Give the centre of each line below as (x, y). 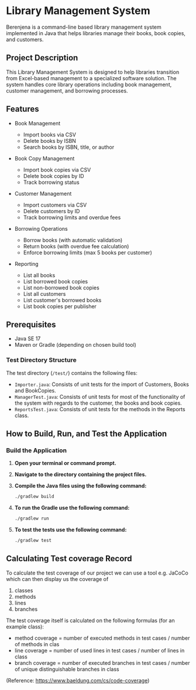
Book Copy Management (44, 158)
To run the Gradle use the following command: (72, 508)
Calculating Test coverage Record (69, 559)
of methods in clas (37, 644)
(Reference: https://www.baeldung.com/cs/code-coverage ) (78, 680)
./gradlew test (33, 541)
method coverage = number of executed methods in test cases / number (102, 638)
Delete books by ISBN (49, 141)
